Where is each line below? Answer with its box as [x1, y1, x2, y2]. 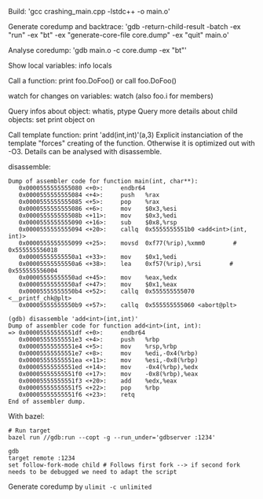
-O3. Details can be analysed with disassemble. [8, 147, 163, 156]
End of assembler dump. [8, 397, 86, 405]
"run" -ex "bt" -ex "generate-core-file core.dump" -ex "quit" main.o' [8, 31, 229, 39]
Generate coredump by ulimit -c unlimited [8, 482, 152, 491]
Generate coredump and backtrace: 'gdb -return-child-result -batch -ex [8, 22, 241, 31]
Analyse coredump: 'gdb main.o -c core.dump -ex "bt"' [8, 46, 187, 54]
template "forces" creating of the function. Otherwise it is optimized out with [8, 139, 255, 148]
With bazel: [8, 412, 45, 420]
